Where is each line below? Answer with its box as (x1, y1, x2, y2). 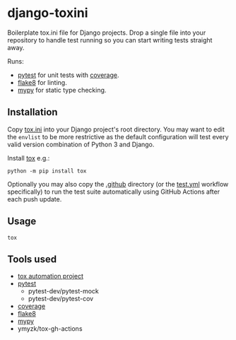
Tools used (7, 253, 57, 265)
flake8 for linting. (17, 78, 67, 86)
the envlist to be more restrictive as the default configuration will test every (7, 132, 229, 141)
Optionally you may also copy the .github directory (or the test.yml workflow (7, 180, 229, 188)
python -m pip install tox (7, 168, 87, 175)
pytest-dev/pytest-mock (28, 287, 99, 295)
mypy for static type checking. (17, 86, 107, 94)
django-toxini (7, 5, 88, 21)
